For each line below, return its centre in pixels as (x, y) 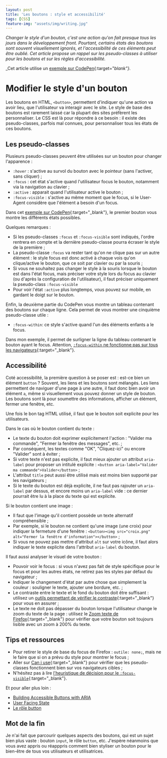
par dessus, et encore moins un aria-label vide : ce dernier (86, 491)
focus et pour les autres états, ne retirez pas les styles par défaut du (83, 571)
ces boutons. (19, 129)
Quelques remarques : (28, 227)
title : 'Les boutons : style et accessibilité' (56, 14)
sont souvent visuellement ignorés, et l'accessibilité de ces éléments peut (81, 48)
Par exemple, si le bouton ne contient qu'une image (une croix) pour (82, 526)
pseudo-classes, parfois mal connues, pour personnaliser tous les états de (82, 123)
